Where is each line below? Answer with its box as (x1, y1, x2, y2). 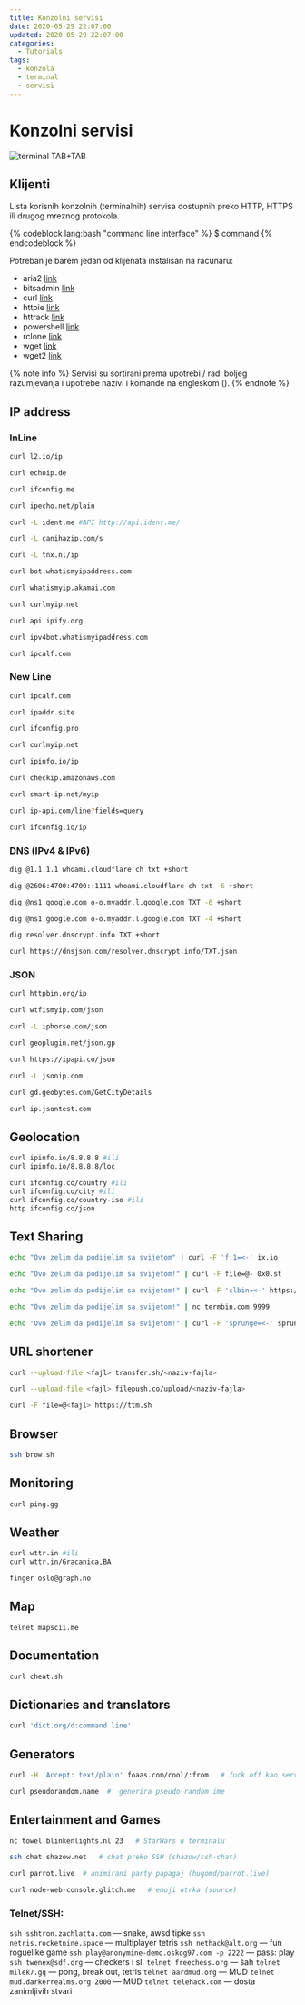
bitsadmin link (22, 283, 75, 294)
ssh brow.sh (9, 1450, 54, 1459)
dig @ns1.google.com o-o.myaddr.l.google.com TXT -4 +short (9, 914, 242, 924)
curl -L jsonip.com (9, 1071, 84, 1080)
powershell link (22, 321, 80, 332)
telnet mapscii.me (9, 1623, 79, 1632)
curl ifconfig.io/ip (9, 823, 88, 832)
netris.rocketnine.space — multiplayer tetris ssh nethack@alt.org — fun (9, 1938, 283, 1949)
